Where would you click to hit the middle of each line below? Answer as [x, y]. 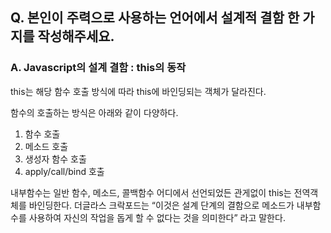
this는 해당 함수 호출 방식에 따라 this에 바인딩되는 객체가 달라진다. [138, 91]
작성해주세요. [76, 36]
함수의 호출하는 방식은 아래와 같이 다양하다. [94, 112]
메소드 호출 [46, 146]
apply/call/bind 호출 [64, 171]
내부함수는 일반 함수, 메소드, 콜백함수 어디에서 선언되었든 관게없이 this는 [151, 192]
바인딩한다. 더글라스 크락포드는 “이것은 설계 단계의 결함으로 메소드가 [161, 205]
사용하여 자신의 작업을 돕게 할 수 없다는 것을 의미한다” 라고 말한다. [157, 217]
